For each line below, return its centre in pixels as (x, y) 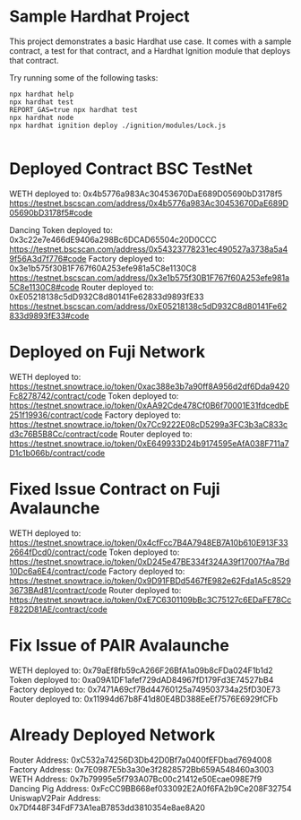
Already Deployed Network (112, 734)
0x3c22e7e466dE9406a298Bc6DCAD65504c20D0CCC (113, 239)
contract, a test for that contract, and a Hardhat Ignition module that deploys (150, 50)
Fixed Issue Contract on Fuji (115, 489)
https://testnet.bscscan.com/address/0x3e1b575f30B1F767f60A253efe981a (149, 277)
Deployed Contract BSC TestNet (131, 169)
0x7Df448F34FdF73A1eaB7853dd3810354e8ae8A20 (107, 807)
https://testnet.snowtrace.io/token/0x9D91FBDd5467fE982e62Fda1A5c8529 (150, 581)
